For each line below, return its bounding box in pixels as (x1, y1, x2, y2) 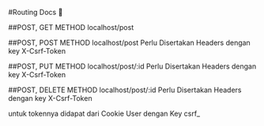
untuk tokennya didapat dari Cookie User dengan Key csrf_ (8, 109, 200, 118)
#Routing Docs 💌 (8, 8, 63, 17)
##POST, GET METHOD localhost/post (8, 23, 134, 31)
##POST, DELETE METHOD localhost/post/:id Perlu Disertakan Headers (8, 85, 242, 94)
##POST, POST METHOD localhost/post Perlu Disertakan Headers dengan (8, 38, 251, 47)
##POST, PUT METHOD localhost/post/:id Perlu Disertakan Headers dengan (8, 61, 257, 71)
